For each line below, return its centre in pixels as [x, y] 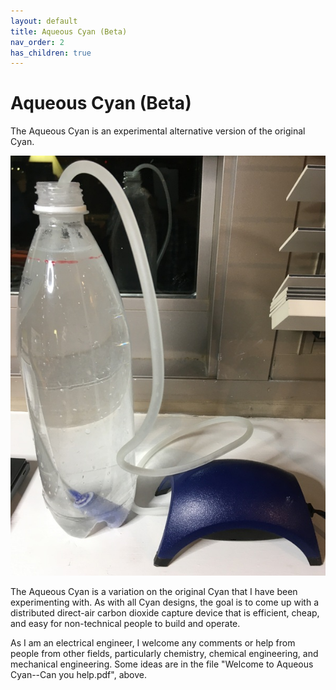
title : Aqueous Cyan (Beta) [69, 31]
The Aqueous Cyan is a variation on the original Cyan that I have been [154, 592]
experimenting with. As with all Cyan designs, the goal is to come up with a [165, 602]
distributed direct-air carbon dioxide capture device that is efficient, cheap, [165, 613]
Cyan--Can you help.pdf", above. [78, 675]
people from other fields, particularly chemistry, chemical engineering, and [164, 654]
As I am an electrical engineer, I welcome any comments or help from [153, 643]
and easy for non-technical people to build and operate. [125, 624]
